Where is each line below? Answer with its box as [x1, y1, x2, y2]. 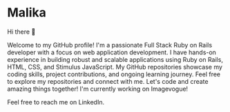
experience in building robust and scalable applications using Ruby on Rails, [7, 55, 223, 63]
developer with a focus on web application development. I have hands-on [7, 48, 216, 56]
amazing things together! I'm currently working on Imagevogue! [7, 85, 189, 93]
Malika [7, 5, 47, 21]
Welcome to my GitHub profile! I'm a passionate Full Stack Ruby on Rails [7, 41, 213, 49]
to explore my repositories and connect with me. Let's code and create [7, 77, 209, 85]
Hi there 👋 [7, 27, 36, 36]
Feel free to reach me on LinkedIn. [7, 98, 105, 106]
